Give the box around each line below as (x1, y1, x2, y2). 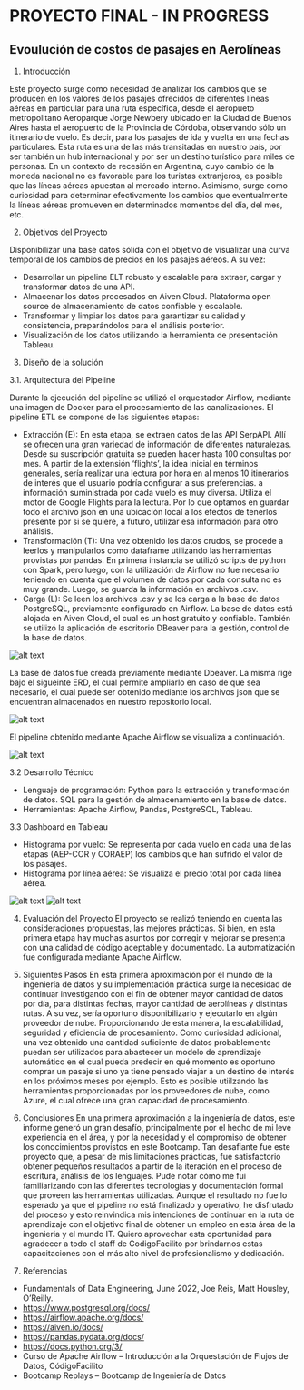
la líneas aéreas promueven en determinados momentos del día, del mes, (9, 199, 283, 210)
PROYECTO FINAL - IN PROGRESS (9, 5, 270, 26)
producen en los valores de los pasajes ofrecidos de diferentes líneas (9, 93, 270, 104)
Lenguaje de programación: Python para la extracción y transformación (22, 784, 290, 795)
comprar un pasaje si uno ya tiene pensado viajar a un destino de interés (22, 1066, 295, 1076)
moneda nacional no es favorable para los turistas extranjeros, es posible (9, 170, 283, 181)
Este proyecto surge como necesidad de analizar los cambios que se (9, 84, 268, 94)
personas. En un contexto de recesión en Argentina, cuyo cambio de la (9, 161, 275, 171)
